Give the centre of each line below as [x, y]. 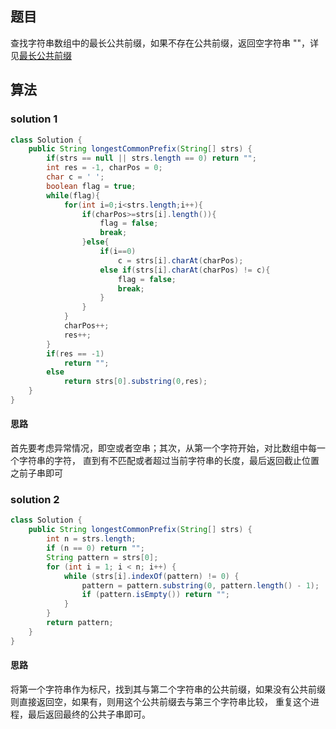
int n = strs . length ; [91, 539]
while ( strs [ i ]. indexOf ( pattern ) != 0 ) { [151, 576]
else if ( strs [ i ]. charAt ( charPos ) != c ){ [185, 270]
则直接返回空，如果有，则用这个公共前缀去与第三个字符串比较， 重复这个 [160, 701]
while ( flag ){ [73, 195]
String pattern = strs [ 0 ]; [102, 557]
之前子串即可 [36, 473]
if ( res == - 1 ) [75, 353]
